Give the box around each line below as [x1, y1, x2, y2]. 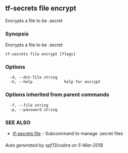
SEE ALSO [5, 119, 31, 126]
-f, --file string [10, 103, 49, 108]
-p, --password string [10, 107, 58, 112]
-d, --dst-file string [10, 75, 58, 80]
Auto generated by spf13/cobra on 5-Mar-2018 [5, 142, 103, 148]
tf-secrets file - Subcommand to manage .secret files [12, 131, 123, 136]
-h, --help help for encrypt [10, 79, 101, 84]
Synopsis [5, 30, 29, 37]
